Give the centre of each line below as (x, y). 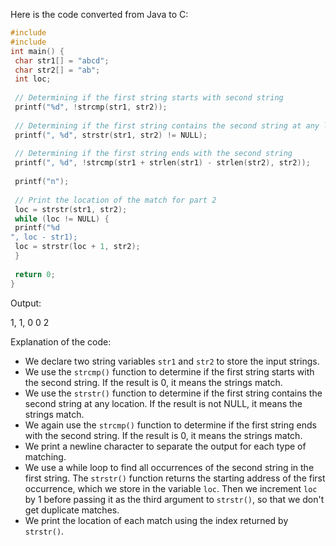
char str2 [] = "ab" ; (57, 70)
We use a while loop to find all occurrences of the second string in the (169, 467)
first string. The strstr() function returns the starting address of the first (175, 478)
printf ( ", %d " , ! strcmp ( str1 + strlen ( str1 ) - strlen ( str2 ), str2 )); (162, 163)
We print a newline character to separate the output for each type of (165, 446)
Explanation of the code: (61, 341)
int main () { (37, 51)
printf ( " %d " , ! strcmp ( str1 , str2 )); (91, 107)
